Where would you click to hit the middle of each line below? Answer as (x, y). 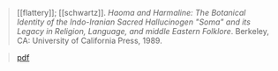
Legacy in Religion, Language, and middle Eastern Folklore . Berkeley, (143, 31)
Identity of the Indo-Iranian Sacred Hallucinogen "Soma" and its (133, 22)
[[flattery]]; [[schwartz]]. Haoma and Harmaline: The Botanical (131, 13)
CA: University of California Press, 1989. (89, 40)
